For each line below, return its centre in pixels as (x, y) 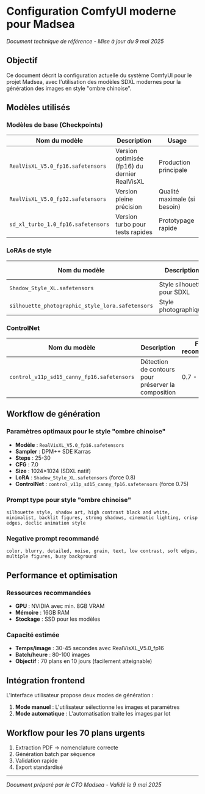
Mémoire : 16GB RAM (42, 612)
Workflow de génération (53, 414)
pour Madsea (41, 24)
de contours (157, 370)
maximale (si (177, 199)
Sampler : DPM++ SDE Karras (53, 451)
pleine (124, 199)
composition (158, 392)
